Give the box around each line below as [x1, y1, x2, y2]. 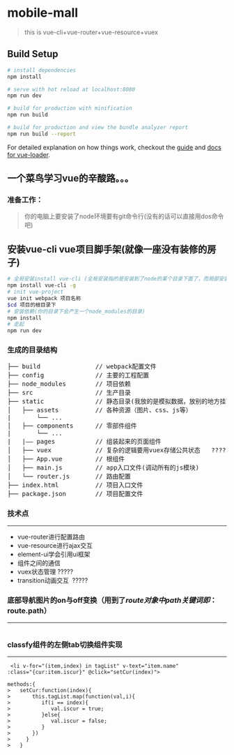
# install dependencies [7, 66, 77, 74]
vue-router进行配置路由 [17, 532, 86, 541]
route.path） [7, 606, 52, 615]
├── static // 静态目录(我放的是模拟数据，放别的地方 [7, 398, 221, 405]
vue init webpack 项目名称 [7, 294, 81, 301]
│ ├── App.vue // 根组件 [7, 455, 125, 463]
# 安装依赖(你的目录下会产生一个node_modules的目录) [7, 308, 146, 315]
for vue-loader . [7, 150, 51, 158]
